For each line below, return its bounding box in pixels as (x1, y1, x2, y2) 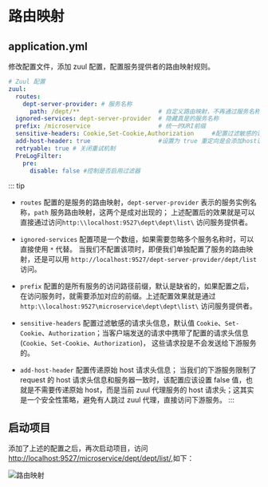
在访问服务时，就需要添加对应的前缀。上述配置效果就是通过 (19, 291, 216, 301)
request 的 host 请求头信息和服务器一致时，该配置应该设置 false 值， (19, 375, 246, 385)
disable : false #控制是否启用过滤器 (29, 167, 141, 175)
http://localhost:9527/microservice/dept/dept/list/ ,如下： (8, 453, 195, 463)
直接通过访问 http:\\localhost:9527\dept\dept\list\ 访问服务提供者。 (19, 217, 253, 228)
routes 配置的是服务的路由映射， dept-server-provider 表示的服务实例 (19, 197, 250, 208)
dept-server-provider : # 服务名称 (22, 100, 133, 108)
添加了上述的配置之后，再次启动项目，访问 (8, 444, 148, 453)
